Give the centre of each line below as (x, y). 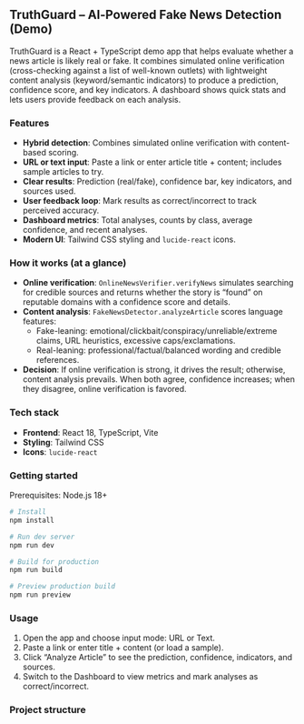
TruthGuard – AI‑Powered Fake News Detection (146, 15)
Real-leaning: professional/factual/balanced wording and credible (158, 350)
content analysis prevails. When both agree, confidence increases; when (159, 379)
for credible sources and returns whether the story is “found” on (142, 292)
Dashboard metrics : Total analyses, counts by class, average (137, 220)
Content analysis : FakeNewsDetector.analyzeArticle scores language (152, 312)
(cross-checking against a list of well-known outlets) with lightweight (138, 70)
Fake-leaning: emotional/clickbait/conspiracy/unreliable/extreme (157, 331)
